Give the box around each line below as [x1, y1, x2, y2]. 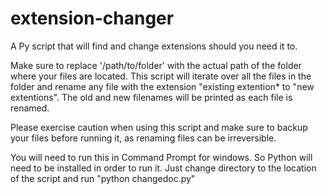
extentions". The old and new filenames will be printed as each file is [10, 91, 293, 103]
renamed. [10, 102, 50, 114]
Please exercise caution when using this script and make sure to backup [10, 121, 308, 133]
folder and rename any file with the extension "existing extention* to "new [10, 80, 315, 92]
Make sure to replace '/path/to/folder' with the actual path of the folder [10, 59, 302, 71]
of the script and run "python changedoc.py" [10, 172, 196, 184]
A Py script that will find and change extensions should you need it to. [10, 40, 298, 52]
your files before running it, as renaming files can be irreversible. [10, 132, 277, 144]
